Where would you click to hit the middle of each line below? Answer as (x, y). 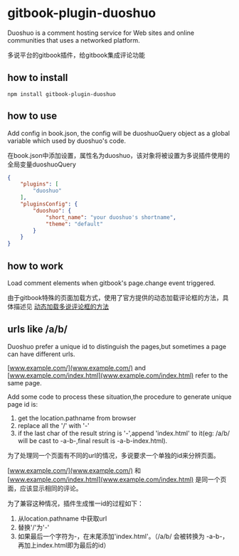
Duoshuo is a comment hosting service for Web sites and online (101, 33)
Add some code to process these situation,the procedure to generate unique (119, 397)
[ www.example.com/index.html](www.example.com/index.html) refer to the (118, 375)
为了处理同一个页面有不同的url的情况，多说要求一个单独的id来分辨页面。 (114, 455)
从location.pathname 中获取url (62, 518)
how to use (32, 116)
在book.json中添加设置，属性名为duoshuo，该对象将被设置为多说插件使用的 (119, 155)
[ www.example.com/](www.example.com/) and (76, 368)
